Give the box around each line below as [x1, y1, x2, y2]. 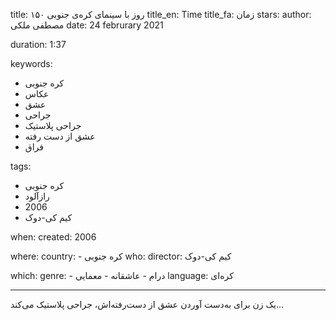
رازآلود [24, 190, 50, 202]
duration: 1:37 [10, 39, 67, 50]
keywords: [10, 58, 53, 69]
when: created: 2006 [10, 231, 97, 243]
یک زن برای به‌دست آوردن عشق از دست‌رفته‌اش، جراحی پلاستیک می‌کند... [10, 299, 284, 310]
